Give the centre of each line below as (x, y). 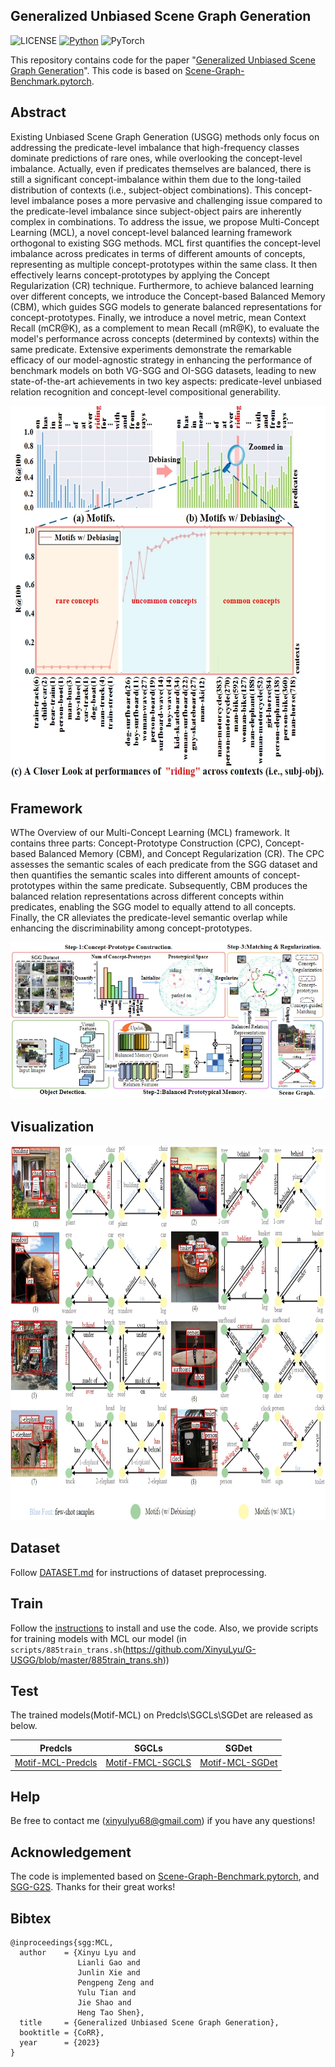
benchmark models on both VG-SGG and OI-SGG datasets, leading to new (163, 370)
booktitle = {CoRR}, (62, 2033)
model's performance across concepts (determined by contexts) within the (165, 338)
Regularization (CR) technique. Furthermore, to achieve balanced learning (162, 285)
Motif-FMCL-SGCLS (148, 1763)
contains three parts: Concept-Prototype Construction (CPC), (136, 843)
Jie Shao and (104, 2003)
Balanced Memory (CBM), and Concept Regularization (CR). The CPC (181, 854)
